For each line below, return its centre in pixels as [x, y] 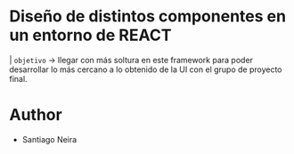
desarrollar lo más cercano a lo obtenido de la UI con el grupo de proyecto [146, 69]
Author [36, 115]
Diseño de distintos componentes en [148, 16]
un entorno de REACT [90, 35]
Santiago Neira [49, 139]
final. [19, 78]
